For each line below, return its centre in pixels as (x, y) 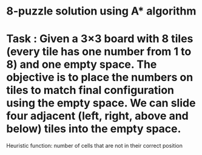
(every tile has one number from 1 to (99, 52)
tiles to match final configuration (90, 91)
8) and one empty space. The (82, 64)
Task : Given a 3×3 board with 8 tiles (100, 39)
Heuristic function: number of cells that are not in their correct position (95, 146)
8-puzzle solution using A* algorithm (101, 11)
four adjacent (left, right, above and (98, 116)
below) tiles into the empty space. (94, 129)
